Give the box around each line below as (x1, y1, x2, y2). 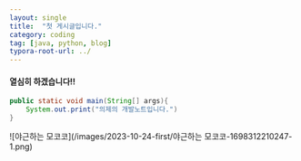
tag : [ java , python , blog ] (9, 38, 112, 48)
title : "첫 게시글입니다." (9, 22, 103, 31)
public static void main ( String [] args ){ (9, 97, 169, 106)
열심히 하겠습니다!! (9, 76, 75, 87)
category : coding (9, 30, 75, 39)
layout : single (9, 13, 67, 23)
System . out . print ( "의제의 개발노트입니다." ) (25, 105, 178, 114)
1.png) (9, 141, 34, 152)
